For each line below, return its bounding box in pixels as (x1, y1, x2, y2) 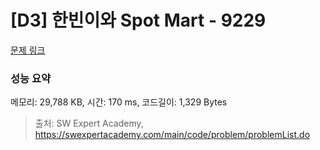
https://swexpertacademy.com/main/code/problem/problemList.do (34, 129, 311, 141)
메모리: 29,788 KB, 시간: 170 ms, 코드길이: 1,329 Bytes (10, 96, 228, 108)
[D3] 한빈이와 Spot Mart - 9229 (10, 9, 267, 32)
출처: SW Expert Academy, (34, 117, 144, 130)
